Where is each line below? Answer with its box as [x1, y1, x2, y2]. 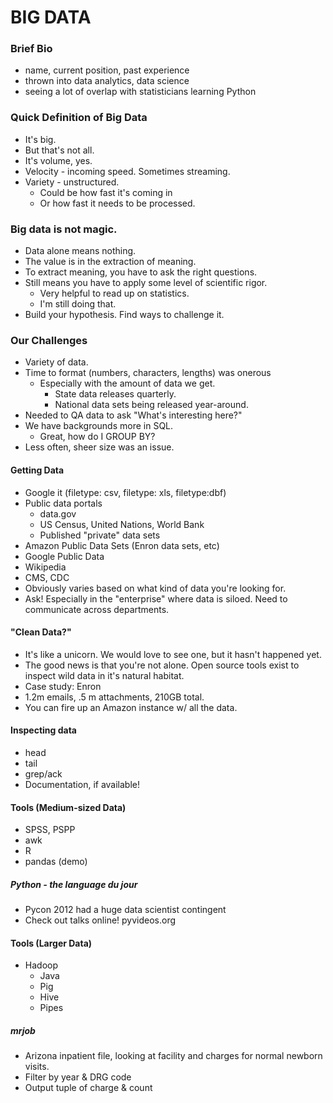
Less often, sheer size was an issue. [24, 441, 175, 453]
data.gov [39, 507, 77, 520]
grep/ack [24, 767, 63, 780]
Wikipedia [24, 561, 67, 573]
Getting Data [10, 464, 65, 476]
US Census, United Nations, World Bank [39, 518, 205, 530]
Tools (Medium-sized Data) [10, 801, 127, 813]
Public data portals [24, 497, 103, 509]
